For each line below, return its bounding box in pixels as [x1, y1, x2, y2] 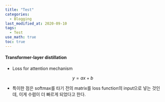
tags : [5, 26, 16, 31]
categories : [5, 12, 30, 17]
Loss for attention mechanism [12, 65, 73, 71]
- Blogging [9, 16, 32, 21]
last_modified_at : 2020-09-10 [5, 21, 67, 26]
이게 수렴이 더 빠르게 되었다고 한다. [19, 91, 86, 97]
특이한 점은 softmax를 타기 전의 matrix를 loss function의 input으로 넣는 [12, 85, 151, 91]
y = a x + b [72, 75, 94, 81]
